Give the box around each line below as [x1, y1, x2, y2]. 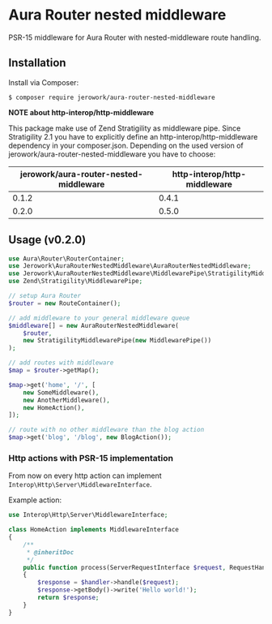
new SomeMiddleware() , [23, 388, 100, 397]
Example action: [8, 495, 62, 505]
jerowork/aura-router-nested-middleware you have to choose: [8, 148, 216, 159]
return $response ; [37, 594, 100, 602]
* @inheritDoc [26, 548, 74, 557]
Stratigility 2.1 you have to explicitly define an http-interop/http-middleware [8, 131, 258, 141]
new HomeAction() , [23, 403, 85, 411]
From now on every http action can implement [8, 471, 162, 480]
